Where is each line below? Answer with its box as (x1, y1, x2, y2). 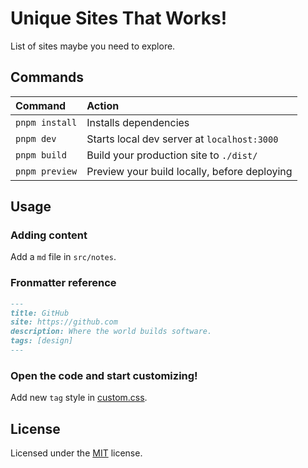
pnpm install (15, 117, 78, 128)
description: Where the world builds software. (10, 327, 213, 337)
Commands (10, 69, 85, 86)
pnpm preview (15, 165, 78, 177)
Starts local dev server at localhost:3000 (86, 132, 279, 146)
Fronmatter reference (10, 276, 117, 290)
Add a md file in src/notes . (10, 251, 117, 263)
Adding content (10, 228, 88, 242)
